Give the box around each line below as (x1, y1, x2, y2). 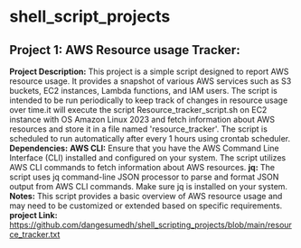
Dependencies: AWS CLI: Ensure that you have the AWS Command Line (9, 142, 279, 153)
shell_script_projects (9, 6, 171, 27)
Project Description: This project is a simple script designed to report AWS (9, 66, 289, 77)
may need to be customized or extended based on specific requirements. (9, 200, 283, 211)
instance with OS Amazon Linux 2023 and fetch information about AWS (9, 115, 276, 124)
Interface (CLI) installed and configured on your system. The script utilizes (9, 152, 287, 163)
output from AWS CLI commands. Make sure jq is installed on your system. (9, 181, 287, 191)
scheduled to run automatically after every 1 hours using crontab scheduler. (9, 133, 291, 143)
